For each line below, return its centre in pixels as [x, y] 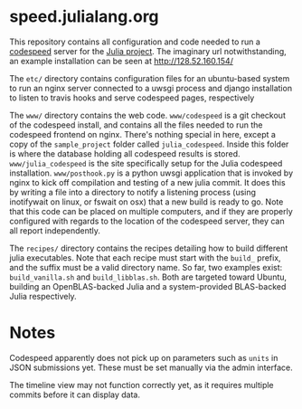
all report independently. [55, 230]
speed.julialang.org [85, 17]
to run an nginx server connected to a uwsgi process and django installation [151, 88]
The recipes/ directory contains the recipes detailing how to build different [149, 248]
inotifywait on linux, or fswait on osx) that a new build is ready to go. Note [146, 202]
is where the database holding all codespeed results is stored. [125, 153]
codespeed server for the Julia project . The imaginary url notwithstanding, [148, 51]
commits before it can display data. [75, 395]
